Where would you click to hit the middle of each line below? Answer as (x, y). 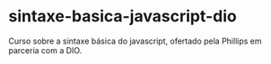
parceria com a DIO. (45, 50)
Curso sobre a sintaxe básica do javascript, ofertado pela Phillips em (135, 41)
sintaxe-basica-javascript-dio (122, 16)
